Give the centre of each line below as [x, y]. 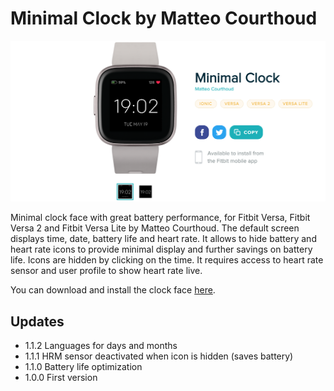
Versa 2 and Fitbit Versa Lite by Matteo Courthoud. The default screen [155, 228]
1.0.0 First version [61, 378]
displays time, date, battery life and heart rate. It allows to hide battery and [163, 239]
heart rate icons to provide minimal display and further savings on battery [161, 249]
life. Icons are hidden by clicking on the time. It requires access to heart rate [167, 260]
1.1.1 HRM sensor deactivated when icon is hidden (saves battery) [159, 356]
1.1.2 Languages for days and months [101, 346]
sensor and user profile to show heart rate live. [106, 271]
